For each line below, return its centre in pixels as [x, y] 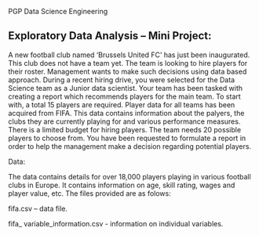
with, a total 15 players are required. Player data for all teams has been [122, 104]
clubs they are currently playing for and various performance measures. [124, 121]
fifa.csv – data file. [38, 208]
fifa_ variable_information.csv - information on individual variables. [116, 223]
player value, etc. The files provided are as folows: [89, 193]
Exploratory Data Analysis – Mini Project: [110, 36]
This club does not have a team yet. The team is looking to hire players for [128, 63]
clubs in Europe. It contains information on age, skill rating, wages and [122, 185]
